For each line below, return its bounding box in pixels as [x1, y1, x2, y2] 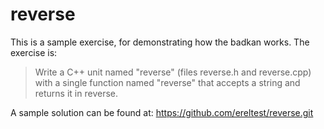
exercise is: [10, 46, 58, 58]
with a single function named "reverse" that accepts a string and [34, 76, 301, 88]
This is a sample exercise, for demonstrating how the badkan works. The [10, 36, 310, 48]
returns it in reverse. [34, 87, 118, 99]
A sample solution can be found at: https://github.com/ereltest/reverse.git [10, 106, 314, 118]
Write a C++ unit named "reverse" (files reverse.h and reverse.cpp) [34, 66, 312, 78]
